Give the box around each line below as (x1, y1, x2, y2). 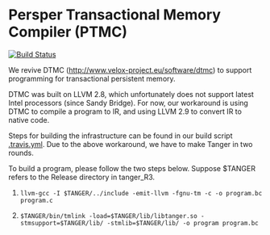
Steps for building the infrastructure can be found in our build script (8, 131, 233, 141)
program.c (19, 196, 54, 204)
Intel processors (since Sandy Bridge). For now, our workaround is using (8, 98, 248, 107)
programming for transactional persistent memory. (8, 73, 176, 83)
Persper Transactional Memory (8, 6, 222, 24)
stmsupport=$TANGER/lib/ (19, 219, 104, 227)
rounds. (8, 148, 34, 157)
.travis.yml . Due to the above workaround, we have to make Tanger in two (8, 139, 253, 149)
